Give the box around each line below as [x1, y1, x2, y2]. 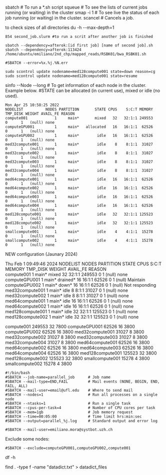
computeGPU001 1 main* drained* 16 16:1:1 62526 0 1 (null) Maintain [5, 277, 145, 283]
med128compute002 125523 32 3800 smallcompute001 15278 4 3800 [5, 356, 150, 361]
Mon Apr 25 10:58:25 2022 [5, 102, 59, 107]
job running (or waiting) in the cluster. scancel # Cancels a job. [5, 15, 134, 20]
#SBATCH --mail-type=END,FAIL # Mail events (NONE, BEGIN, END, [5, 379, 160, 384]
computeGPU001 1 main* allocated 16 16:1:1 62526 [5, 124, 153, 129]
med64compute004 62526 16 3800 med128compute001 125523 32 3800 [5, 350, 157, 356]
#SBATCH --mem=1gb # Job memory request [5, 410, 133, 415]
